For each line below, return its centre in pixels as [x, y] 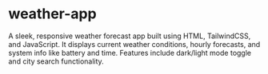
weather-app [53, 14]
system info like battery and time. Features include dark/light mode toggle [130, 53]
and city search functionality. [56, 61]
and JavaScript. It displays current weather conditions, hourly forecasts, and [134, 44]
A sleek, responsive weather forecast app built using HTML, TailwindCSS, [130, 36]
